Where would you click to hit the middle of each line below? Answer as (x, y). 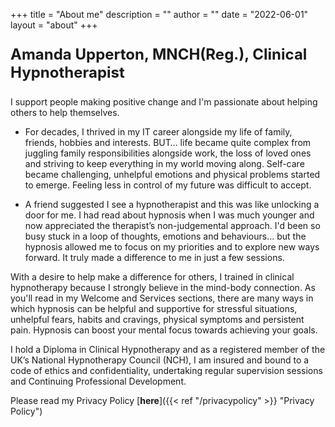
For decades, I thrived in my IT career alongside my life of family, (158, 132)
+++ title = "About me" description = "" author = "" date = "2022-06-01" (159, 14)
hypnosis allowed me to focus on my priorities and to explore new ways (172, 247)
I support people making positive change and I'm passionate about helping (164, 102)
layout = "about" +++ (54, 25)
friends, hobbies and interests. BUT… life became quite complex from (168, 142)
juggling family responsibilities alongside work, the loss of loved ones (168, 153)
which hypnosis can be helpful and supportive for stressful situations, (154, 308)
